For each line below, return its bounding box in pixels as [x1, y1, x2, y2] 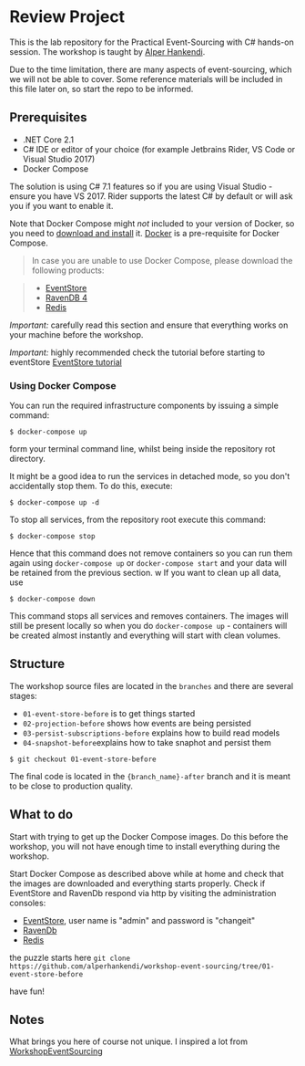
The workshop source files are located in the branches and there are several [9, 680, 294, 691]
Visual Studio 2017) [22, 153, 96, 164]
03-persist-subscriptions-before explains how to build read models [22, 727, 280, 738]
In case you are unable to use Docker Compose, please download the [31, 255, 293, 266]
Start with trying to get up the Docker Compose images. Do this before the [9, 831, 289, 841]
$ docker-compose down [9, 595, 96, 604]
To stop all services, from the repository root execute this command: [9, 514, 267, 526]
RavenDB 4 [45, 292, 88, 303]
